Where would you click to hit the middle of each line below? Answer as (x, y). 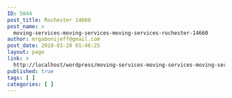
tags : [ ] (21, 78)
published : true (30, 71)
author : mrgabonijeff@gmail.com (54, 39)
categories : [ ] (30, 84)
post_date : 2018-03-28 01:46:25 (54, 46)
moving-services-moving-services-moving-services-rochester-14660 (111, 33)
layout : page (26, 52)
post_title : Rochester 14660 (49, 20)
